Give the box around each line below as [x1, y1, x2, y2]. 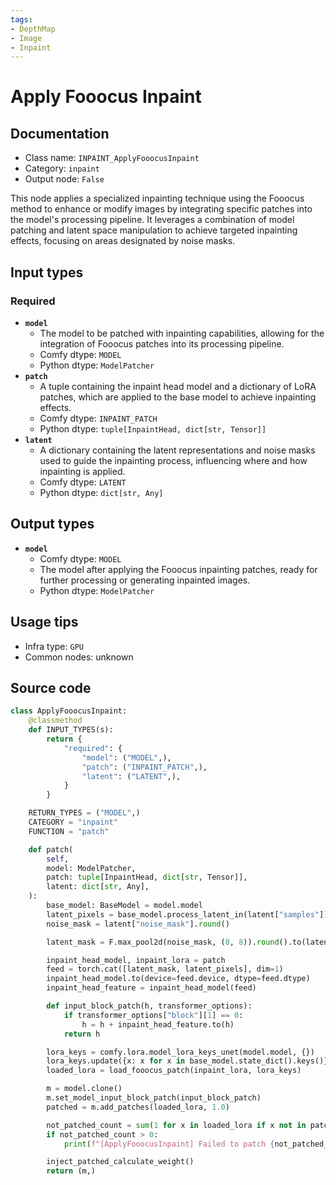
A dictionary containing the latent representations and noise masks [39, 444, 316, 456]
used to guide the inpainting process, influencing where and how [39, 454, 308, 466]
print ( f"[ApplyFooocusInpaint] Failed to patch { [63, 1139, 275, 1149]
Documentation [10, 125, 110, 142]
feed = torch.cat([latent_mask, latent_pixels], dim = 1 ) [46, 964, 284, 975]
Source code [10, 679, 92, 696]
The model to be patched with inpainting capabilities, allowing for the [39, 327, 325, 339]
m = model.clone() [46, 1084, 123, 1094]
